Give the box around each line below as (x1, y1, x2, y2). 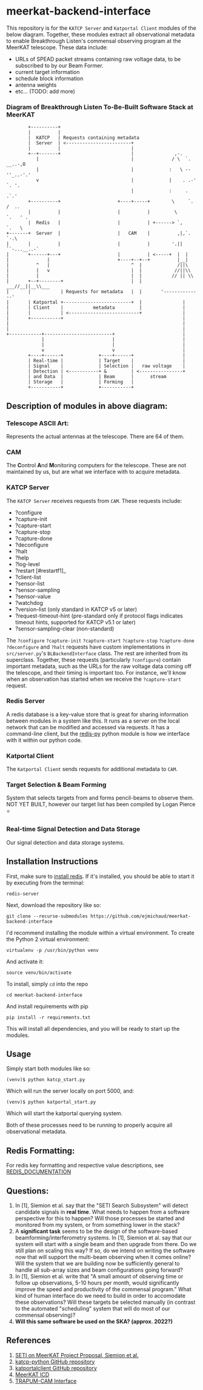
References (6, 1335, 51, 1346)
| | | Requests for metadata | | (6, 289, 142, 295)
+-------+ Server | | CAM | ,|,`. (6, 231, 191, 237)
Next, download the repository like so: (6, 901, 101, 908)
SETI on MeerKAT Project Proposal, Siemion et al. (15, 1351, 139, 1358)
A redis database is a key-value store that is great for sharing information (6, 710, 189, 718)
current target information (15, 68, 80, 75)
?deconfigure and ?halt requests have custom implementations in (6, 643, 171, 650)
